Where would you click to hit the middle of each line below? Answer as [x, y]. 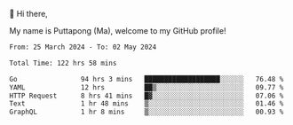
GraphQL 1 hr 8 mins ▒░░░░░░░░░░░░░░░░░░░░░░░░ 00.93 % [146, 112]
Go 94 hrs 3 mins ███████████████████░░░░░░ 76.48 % [146, 79]
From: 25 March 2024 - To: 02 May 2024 [83, 47]
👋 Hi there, [29, 14]
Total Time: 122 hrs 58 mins [63, 63]
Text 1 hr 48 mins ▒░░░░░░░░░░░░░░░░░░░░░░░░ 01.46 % [146, 104]
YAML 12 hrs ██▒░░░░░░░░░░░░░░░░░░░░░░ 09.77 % [146, 87]
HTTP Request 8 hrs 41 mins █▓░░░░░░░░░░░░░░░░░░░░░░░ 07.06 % [146, 96]
